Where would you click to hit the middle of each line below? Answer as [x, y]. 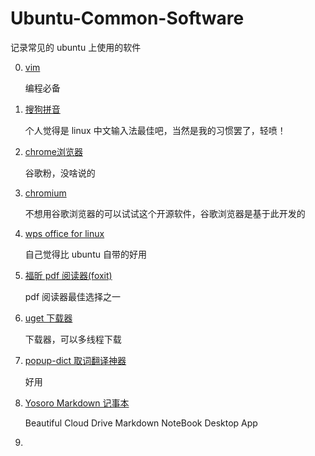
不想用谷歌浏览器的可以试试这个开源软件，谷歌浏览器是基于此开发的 [165, 213]
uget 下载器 [48, 318]
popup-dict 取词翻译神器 [75, 360]
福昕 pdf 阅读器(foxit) [68, 275]
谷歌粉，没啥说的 [60, 173]
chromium [45, 193]
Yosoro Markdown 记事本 [77, 403]
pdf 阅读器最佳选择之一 [73, 296]
